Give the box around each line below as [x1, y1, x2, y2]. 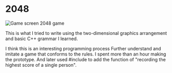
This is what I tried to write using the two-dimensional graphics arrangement [5, 30, 167, 36]
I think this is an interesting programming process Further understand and [5, 45, 161, 51]
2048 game [40, 20, 65, 26]
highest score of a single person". [5, 62, 77, 68]
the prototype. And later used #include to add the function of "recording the [5, 56, 166, 62]
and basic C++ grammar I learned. [5, 35, 78, 42]
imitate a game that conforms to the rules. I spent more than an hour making [5, 51, 166, 57]
